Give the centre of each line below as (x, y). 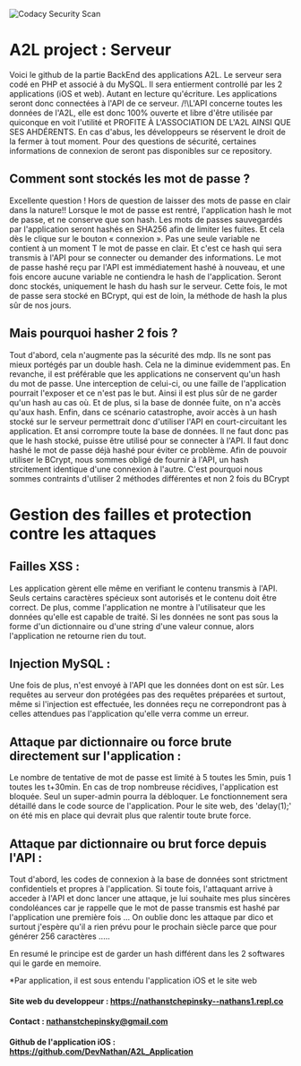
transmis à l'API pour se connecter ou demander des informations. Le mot (146, 257)
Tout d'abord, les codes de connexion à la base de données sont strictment (149, 879)
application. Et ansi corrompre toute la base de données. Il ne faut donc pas (149, 431)
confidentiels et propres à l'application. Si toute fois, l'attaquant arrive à (141, 889)
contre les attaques (83, 533)
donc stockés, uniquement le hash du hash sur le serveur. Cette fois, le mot (149, 286)
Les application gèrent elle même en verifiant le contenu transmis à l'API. (143, 588)
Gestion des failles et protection (131, 514)
